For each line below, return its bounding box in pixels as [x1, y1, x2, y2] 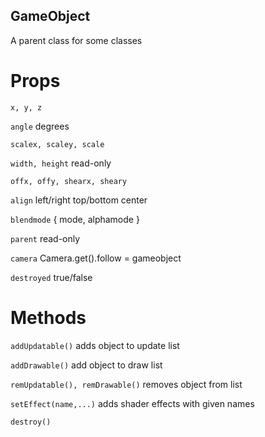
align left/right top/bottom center [10, 194, 148, 206]
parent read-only [10, 232, 81, 244]
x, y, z [10, 102, 43, 113]
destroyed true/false [10, 271, 93, 283]
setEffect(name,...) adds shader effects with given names [10, 397, 255, 409]
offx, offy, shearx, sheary [10, 176, 128, 186]
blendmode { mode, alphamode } [10, 213, 140, 225]
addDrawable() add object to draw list [10, 359, 163, 371]
